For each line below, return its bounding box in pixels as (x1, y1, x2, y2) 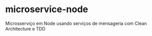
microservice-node (5, 4, 89, 15)
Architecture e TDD (5, 25, 46, 31)
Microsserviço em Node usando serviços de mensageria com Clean (5, 20, 147, 26)
